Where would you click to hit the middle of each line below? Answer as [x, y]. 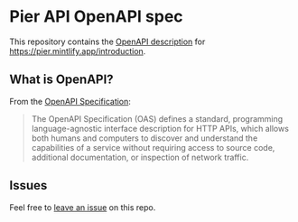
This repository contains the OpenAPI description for [107, 42]
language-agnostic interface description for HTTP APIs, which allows [160, 128]
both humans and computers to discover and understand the [144, 138]
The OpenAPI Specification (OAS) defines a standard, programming [157, 118]
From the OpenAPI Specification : [70, 101]
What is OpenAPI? [62, 80]
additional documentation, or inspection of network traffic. [140, 157]
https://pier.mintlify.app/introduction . [78, 51]
